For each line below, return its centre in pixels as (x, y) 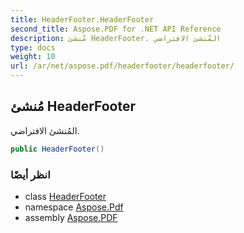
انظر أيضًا (30, 174)
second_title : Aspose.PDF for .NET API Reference (116, 29)
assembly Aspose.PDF (71, 217)
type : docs (33, 47)
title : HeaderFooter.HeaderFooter (82, 19)
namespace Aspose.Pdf (74, 207)
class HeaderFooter (65, 196)
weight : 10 (33, 57)
